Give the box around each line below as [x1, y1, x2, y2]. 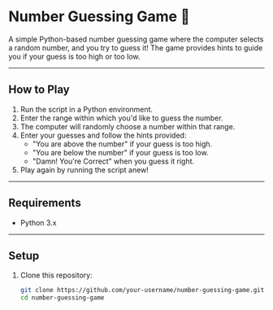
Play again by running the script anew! [19, 164, 149, 174]
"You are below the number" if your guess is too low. [32, 147, 209, 157]
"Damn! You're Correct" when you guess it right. [32, 156, 195, 166]
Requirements [8, 196, 81, 210]
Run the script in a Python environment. [19, 104, 153, 114]
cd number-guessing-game [19, 294, 105, 302]
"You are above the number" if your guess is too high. [32, 138, 213, 149]
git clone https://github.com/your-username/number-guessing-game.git [19, 286, 265, 295]
